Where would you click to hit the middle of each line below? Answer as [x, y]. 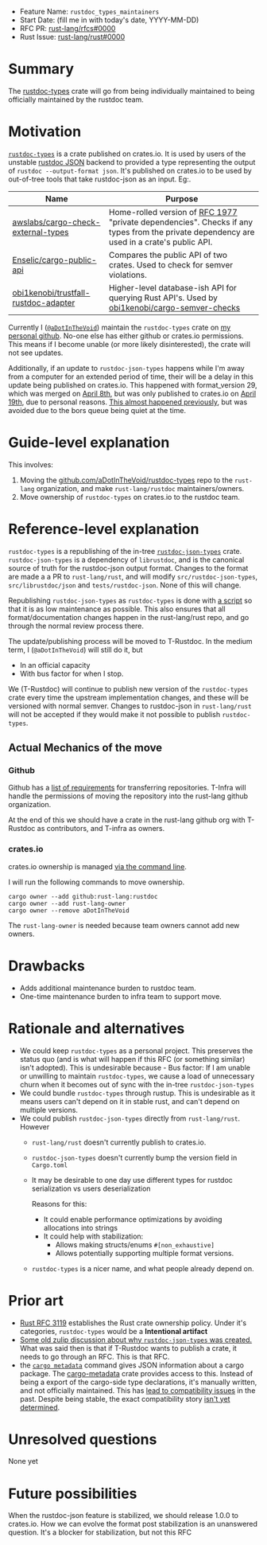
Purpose [182, 198]
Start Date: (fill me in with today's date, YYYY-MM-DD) [109, 20]
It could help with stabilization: [93, 1236]
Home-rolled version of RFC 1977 [173, 212]
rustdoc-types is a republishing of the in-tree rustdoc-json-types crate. [125, 551]
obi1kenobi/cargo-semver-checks [174, 307]
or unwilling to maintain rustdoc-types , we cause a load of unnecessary [137, 1076]
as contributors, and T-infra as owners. [101, 829]
